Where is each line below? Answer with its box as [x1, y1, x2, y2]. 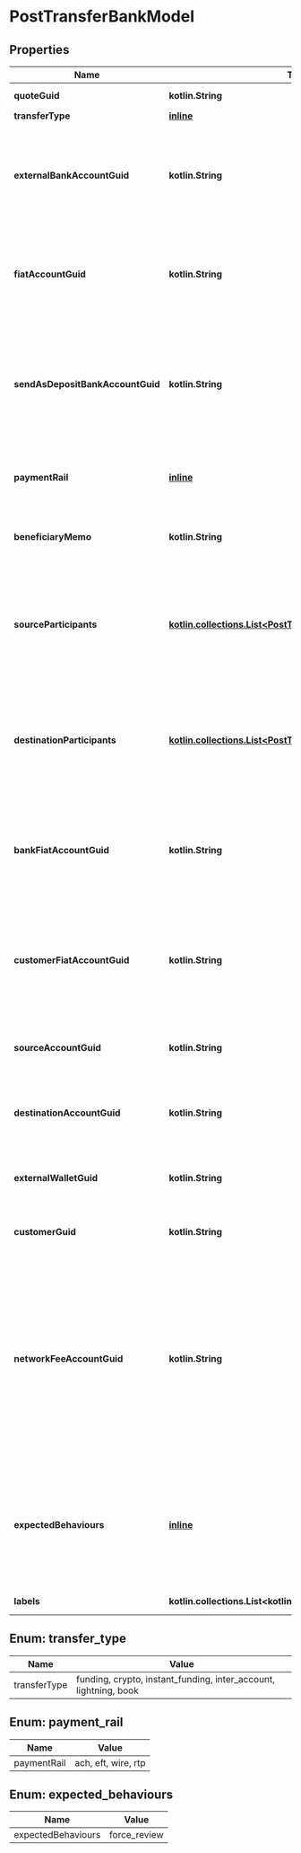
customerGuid [13, 1226, 76, 1238]
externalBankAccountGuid [13, 169, 130, 181]
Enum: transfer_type [9, 1631, 127, 1646]
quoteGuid [13, 90, 60, 101]
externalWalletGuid [13, 1172, 99, 1184]
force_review [108, 1829, 164, 1841]
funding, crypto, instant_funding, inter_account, [75, 1672, 276, 1685]
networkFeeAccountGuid [13, 1353, 124, 1364]
